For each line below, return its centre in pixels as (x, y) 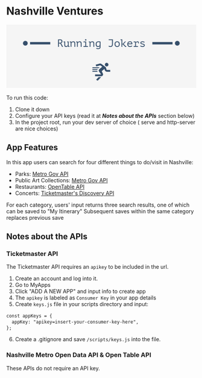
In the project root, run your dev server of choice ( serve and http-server (105, 122)
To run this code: (27, 97)
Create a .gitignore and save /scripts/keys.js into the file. (88, 339)
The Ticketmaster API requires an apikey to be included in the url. (87, 267)
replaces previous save (35, 217)
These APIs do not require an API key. (53, 368)
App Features (32, 148)
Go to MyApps (33, 285)
